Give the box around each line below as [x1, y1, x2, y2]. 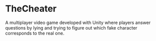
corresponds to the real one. [5, 30, 65, 36]
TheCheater [5, 3, 57, 14]
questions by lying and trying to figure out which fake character [5, 24, 138, 30]
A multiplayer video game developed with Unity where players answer [5, 19, 151, 25]
